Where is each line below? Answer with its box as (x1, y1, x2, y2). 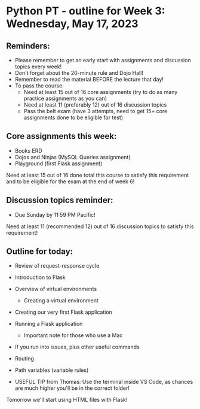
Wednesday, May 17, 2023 (6, 17, 139, 31)
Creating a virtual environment (23, 297, 99, 304)
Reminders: (6, 41, 51, 51)
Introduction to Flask (14, 274, 66, 281)
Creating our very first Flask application (14, 308, 112, 316)
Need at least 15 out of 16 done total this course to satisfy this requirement (6, 171, 189, 178)
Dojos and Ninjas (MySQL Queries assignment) (14, 153, 131, 160)
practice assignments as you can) (23, 95, 107, 102)
